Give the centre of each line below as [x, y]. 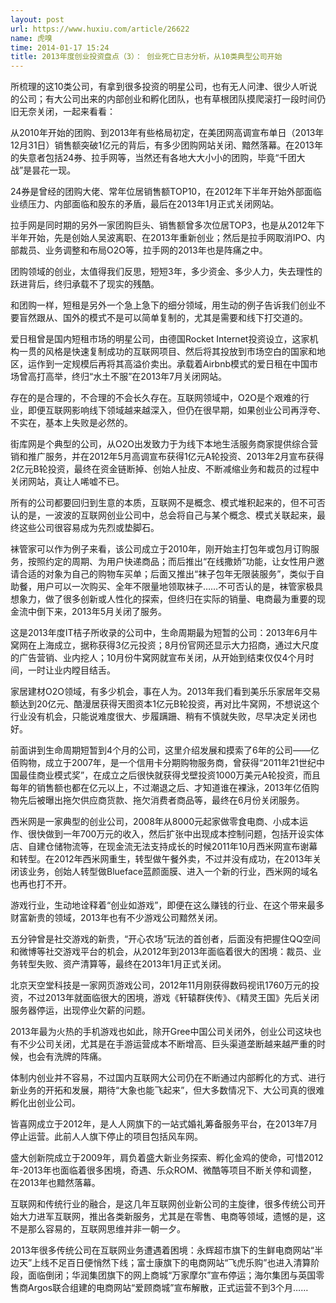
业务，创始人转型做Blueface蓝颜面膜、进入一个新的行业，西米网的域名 [172, 872]
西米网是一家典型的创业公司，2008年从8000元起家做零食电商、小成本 [155, 822]
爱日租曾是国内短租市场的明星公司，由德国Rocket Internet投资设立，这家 [160, 339]
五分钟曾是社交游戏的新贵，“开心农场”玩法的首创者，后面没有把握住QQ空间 [165, 939]
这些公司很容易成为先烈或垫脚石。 [89, 528]
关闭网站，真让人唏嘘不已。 [67, 482]
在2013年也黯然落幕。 [55, 1183]
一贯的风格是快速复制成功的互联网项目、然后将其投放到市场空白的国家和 [167, 352]
